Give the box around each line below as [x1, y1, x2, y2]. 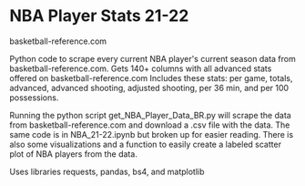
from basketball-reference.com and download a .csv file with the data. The [9, 119, 290, 130]
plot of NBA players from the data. [9, 148, 138, 160]
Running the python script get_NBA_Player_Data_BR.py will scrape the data [9, 109, 291, 120]
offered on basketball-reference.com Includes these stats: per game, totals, [9, 72, 293, 83]
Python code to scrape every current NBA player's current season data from [9, 53, 296, 64]
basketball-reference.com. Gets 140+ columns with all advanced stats [9, 63, 272, 74]
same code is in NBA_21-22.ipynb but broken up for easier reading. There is [9, 129, 294, 139]
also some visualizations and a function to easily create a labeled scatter [9, 139, 282, 150]
